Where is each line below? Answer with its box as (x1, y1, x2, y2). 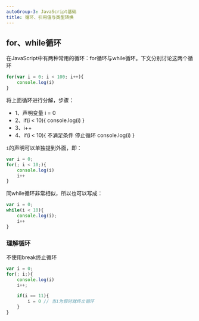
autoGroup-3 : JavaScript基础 (6, 8, 77, 15)
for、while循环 (6, 38, 61, 48)
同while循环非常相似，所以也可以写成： (6, 190, 103, 197)
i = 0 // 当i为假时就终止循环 (27, 298, 94, 304)
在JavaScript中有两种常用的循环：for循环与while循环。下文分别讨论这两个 (6, 55, 188, 62)
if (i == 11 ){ (17, 293, 49, 299)
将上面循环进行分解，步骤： (6, 96, 74, 104)
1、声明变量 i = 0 (14, 109, 56, 116)
